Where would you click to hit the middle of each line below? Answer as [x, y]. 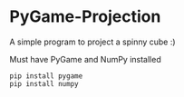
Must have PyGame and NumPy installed [85, 59]
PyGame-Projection [85, 17]
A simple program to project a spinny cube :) [92, 42]
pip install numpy [44, 83]
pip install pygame [46, 76]
